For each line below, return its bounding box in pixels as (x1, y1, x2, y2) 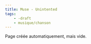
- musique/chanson (14, 20, 51, 25)
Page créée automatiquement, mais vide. (5, 33, 87, 39)
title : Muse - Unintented (5, 7, 57, 12)
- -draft (14, 16, 31, 21)
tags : (5, 11, 16, 16)
